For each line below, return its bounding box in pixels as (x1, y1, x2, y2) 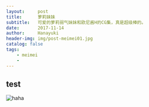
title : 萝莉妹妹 (6, 14, 56, 20)
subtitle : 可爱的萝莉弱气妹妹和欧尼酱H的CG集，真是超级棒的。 (6, 19, 146, 25)
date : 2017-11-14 (6, 25, 65, 31)
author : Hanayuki (6, 30, 59, 36)
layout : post (6, 8, 49, 15)
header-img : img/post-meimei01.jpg (6, 36, 93, 42)
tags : (6, 47, 19, 53)
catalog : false (6, 42, 43, 47)
